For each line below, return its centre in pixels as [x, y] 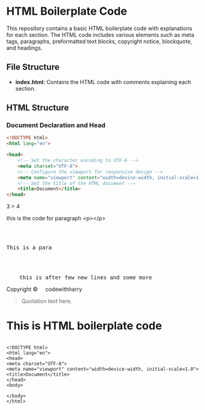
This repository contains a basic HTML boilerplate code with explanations [99, 28]
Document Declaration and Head [56, 125]
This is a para [29, 248]
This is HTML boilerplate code [84, 326]
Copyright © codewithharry [44, 289]
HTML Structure [38, 108]
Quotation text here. [47, 301]
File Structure [33, 67]
